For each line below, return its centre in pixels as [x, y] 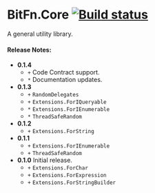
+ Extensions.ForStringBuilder [71, 183]
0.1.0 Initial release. [44, 160]
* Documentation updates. [65, 80]
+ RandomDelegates [53, 95]
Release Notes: [29, 50]
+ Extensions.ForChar [58, 168]
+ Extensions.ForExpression [67, 176]
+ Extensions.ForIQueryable [67, 102]
